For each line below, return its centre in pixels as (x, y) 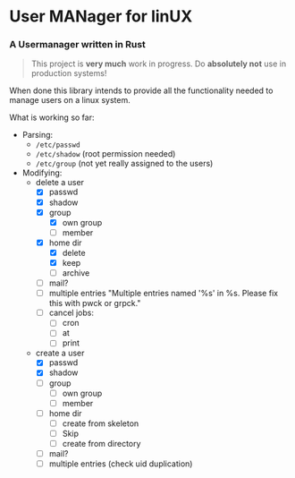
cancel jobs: (71, 313)
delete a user (60, 183)
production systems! (69, 73)
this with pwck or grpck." (95, 303)
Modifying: (42, 173)
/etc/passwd (58, 145)
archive (76, 273)
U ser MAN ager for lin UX (101, 17)
